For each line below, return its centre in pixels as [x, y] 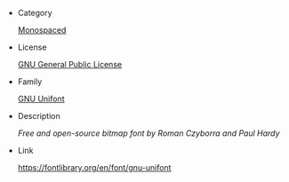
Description [39, 116]
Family [30, 82]
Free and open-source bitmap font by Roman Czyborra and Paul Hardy [149, 133]
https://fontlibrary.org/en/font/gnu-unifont [94, 167]
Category [35, 13]
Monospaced [42, 30]
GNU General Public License [70, 64]
